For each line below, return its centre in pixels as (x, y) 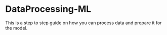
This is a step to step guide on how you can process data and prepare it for (83, 23)
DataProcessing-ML (48, 9)
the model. (16, 28)
